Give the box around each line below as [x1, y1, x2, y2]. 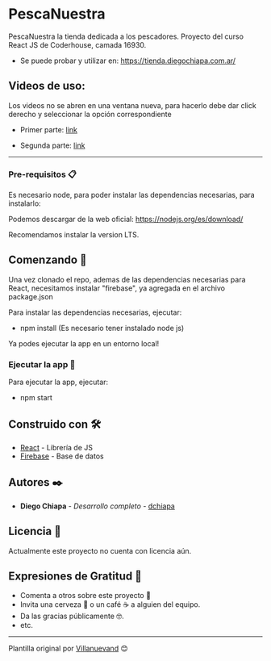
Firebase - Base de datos [19, 451, 104, 461]
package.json [8, 291, 54, 301]
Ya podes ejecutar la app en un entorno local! [8, 338, 160, 348]
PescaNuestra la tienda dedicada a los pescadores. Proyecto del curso [8, 31, 244, 41]
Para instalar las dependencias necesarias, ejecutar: [8, 307, 182, 317]
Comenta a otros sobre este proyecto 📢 [19, 591, 152, 600]
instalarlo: [8, 199, 42, 208]
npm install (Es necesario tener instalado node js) [19, 323, 185, 333]
